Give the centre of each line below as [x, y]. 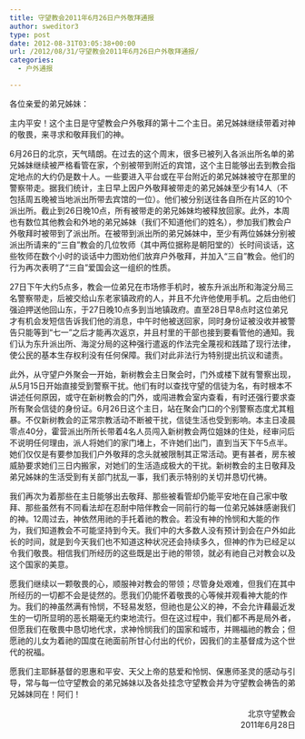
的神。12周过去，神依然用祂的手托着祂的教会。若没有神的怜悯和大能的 [141, 519]
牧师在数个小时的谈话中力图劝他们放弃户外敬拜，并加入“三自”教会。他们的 [156, 256]
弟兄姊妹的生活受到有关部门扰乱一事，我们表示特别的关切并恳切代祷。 [141, 476]
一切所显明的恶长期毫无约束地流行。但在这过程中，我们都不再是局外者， [160, 618]
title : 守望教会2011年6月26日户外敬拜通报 [82, 18]
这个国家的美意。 [41, 564]
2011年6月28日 [268, 724]
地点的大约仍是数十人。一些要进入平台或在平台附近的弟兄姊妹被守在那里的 [156, 176]
